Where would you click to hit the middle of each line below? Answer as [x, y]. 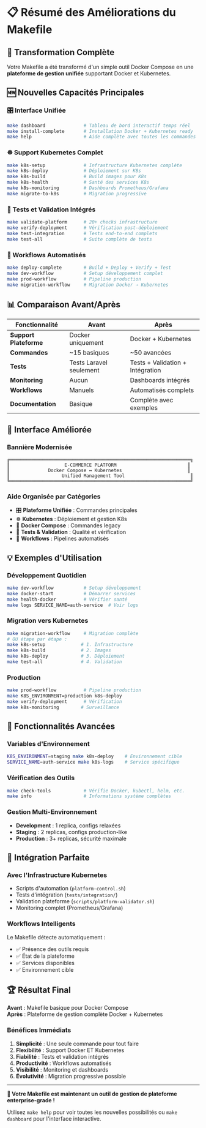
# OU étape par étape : [37, 639]
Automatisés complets [162, 390]
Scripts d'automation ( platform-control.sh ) [71, 889]
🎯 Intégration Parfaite [49, 858]
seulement [84, 370]
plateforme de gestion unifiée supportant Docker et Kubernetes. [89, 73]
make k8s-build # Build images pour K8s [77, 177]
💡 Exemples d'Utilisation [54, 558]
